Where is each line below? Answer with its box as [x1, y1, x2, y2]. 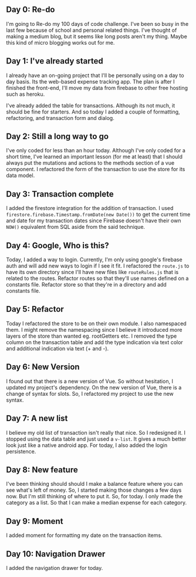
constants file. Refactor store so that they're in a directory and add [6, 281, 167, 288]
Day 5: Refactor [6, 304, 65, 314]
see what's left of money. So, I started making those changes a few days [6, 486, 182, 493]
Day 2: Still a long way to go [6, 132, 109, 142]
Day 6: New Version [6, 362, 80, 372]
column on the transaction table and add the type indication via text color [6, 338, 183, 346]
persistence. [6, 448, 36, 455]
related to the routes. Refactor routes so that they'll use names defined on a [6, 275, 189, 282]
